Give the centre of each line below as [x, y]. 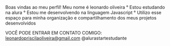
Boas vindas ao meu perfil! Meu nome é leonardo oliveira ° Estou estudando [85, 7]
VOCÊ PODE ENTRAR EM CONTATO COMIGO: [54, 33]
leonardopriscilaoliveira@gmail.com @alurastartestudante [66, 38]
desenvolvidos [21, 23]
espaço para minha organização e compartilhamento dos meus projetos [81, 18]
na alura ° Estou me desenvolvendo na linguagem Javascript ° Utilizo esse [83, 12]
